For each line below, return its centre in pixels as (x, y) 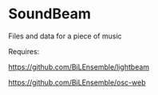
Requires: (24, 51)
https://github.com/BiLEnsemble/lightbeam (79, 67)
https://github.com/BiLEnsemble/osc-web (77, 82)
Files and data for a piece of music (65, 36)
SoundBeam (50, 14)
